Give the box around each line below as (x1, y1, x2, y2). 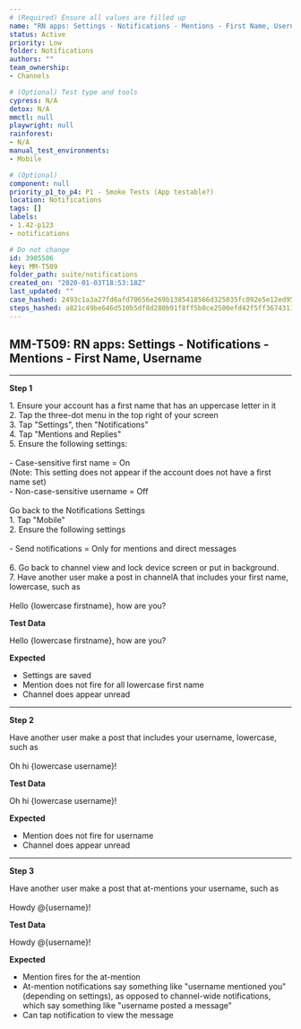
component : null (9, 179, 70, 188)
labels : (9, 213, 39, 222)
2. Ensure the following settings (9, 524, 126, 535)
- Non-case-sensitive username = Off (9, 486, 149, 497)
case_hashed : (9, 295, 58, 304)
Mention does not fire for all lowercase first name (21, 679, 204, 691)
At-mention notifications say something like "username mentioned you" (21, 981, 287, 992)
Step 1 (9, 383, 33, 394)
